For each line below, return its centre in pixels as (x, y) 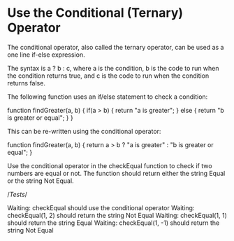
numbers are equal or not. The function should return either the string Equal (116, 173)
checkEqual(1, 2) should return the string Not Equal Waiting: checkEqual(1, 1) (117, 215)
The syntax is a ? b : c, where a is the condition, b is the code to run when (113, 68)
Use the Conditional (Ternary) (95, 13)
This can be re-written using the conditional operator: (84, 131)
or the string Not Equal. (41, 181)
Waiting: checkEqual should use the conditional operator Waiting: (101, 207)
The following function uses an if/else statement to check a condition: (108, 97)
